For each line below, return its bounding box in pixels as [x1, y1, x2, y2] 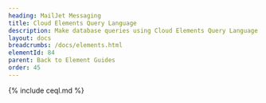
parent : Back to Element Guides [8, 57, 115, 65]
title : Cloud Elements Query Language [8, 19, 137, 27]
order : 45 [8, 64, 41, 72]
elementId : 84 [8, 49, 56, 57]
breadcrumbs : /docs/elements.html [8, 42, 123, 50]
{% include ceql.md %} [8, 85, 85, 95]
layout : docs [8, 34, 52, 42]
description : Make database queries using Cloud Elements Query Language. [8, 26, 262, 34]
